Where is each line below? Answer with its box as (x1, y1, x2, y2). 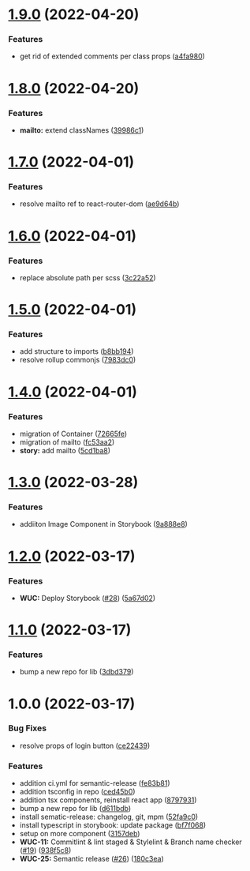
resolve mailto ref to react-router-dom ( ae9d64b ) (19, 199, 180, 208)
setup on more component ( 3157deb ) (19, 829, 140, 839)
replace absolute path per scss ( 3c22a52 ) (19, 272, 156, 282)
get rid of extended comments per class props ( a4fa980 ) (19, 51, 205, 61)
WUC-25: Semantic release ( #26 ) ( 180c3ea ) (19, 854, 164, 864)
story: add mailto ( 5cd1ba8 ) (19, 445, 111, 455)
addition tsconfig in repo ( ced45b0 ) (19, 787, 136, 797)
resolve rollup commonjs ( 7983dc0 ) (19, 355, 136, 365)
